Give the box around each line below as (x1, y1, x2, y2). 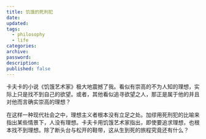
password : (6, 54, 32, 60)
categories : (6, 43, 37, 49)
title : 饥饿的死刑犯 (6, 9, 53, 15)
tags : (6, 26, 20, 32)
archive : (6, 49, 29, 55)
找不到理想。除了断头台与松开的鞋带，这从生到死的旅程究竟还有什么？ (11, 126, 189, 134)
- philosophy (12, 32, 45, 38)
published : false (6, 65, 51, 72)
